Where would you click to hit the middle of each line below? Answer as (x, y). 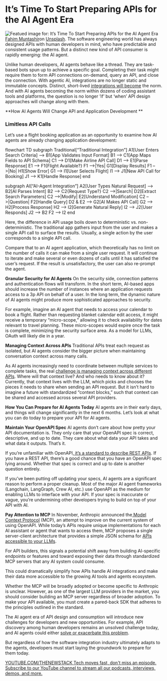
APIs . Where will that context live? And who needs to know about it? (75, 376)
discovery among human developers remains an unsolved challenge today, (82, 628)
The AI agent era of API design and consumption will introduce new (74, 617)
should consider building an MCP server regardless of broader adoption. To (83, 597)
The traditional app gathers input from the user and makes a (96, 227)
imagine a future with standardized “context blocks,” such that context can (82, 392)
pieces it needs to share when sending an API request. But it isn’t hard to (80, 387)
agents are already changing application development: (61, 140)
